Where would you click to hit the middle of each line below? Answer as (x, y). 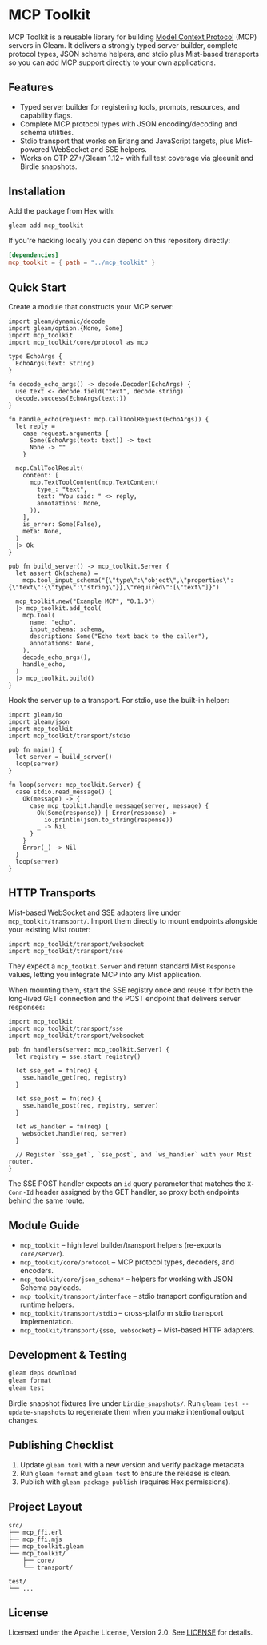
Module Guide (44, 1226)
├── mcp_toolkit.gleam (46, 1546)
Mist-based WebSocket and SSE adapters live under (95, 912)
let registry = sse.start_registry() (78, 1056)
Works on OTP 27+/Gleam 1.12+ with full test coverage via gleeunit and (137, 158)
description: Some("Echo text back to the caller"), (119, 637)
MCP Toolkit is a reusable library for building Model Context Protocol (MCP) (133, 37)
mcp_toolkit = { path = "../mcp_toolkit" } (82, 263)
